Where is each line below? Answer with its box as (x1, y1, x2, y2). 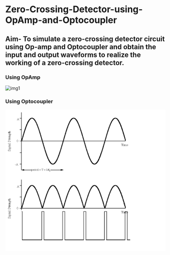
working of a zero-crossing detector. (5, 58, 125, 67)
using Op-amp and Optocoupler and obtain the (5, 42, 156, 51)
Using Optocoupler (5, 98, 53, 105)
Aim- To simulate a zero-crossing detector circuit (5, 35, 165, 43)
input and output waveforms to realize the (5, 50, 141, 59)
